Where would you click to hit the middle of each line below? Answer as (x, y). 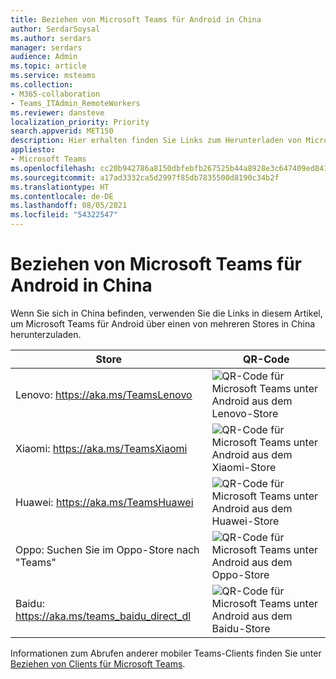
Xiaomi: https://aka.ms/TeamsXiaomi (101, 448)
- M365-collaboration (55, 94)
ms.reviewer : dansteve (57, 112)
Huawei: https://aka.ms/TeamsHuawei (104, 502)
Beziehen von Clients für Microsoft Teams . (98, 663)
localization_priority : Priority (80, 122)
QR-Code (266, 359)
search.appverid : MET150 (62, 131)
